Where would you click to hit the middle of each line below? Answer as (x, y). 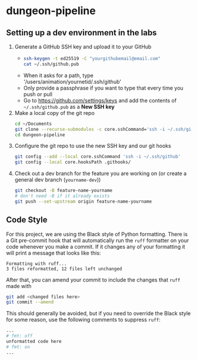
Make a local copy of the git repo (55, 113)
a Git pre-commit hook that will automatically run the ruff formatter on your (98, 240)
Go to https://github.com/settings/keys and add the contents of (100, 100)
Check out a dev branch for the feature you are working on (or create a (101, 174)
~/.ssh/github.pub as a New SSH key (69, 107)
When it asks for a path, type (59, 75)
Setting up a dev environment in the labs (81, 33)
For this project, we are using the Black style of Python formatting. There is (97, 234)
